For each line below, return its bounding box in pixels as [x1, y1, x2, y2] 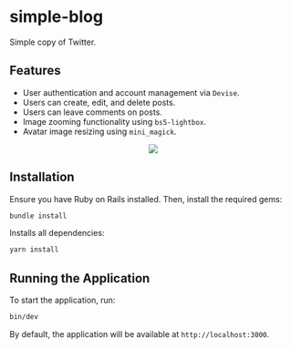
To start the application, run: [9, 294, 116, 306]
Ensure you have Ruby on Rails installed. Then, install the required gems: [9, 193, 283, 204]
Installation [9, 169, 75, 185]
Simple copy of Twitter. [9, 36, 97, 47]
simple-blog [9, 6, 103, 27]
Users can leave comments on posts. [22, 107, 162, 118]
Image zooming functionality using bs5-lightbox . [22, 116, 207, 127]
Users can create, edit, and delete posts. [22, 97, 176, 108]
